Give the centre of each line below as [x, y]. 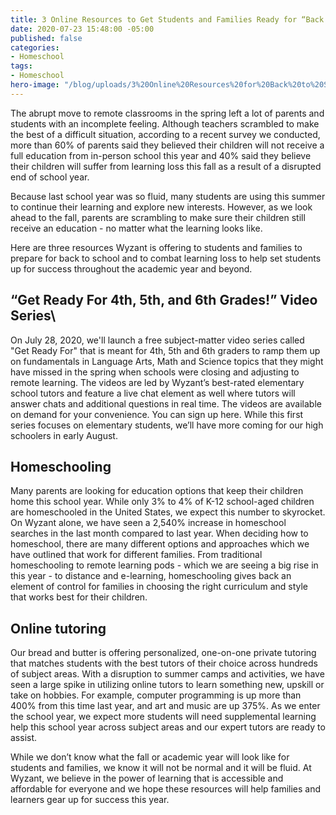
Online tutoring [58, 628]
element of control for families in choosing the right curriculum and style [159, 587]
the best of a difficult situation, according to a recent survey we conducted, [165, 134]
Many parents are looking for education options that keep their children [157, 491]
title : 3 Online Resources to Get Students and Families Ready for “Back [167, 19]
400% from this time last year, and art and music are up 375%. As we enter [165, 706]
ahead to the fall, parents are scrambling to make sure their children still [158, 217]
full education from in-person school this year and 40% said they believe [161, 155]
